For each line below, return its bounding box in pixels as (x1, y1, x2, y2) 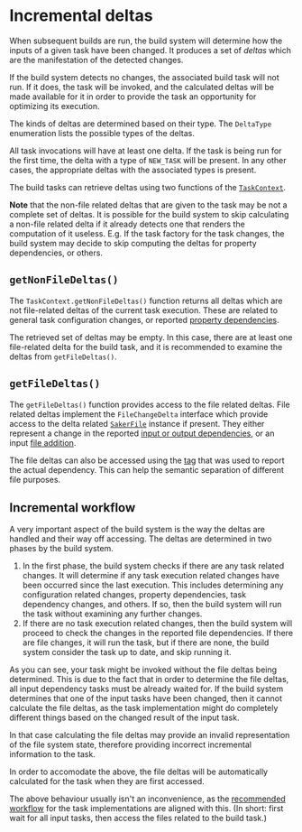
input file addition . (9, 437, 77, 448)
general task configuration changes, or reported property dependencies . (9, 314, 279, 325)
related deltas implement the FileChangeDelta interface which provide (9, 408, 269, 420)
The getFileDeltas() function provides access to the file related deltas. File (9, 399, 290, 410)
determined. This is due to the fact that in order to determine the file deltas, (9, 674, 289, 685)
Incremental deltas (9, 5, 153, 26)
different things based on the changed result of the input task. (9, 712, 240, 723)
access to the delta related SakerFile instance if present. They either (9, 418, 265, 429)
